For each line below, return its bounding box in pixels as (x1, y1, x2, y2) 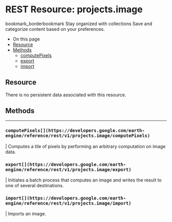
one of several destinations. (5, 183, 64, 189)
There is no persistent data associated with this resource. (5, 91, 126, 98)
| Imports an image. (5, 211, 47, 217)
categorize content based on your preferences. (5, 26, 105, 32)
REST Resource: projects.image (5, 4, 143, 15)
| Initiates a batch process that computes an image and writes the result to (5, 177, 162, 183)
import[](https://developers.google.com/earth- (5, 195, 126, 201)
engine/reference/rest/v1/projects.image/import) (5, 200, 132, 206)
